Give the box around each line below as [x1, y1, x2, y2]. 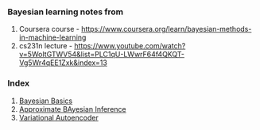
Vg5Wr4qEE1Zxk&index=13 [18, 58, 108, 67]
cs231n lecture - [18, 41, 73, 51]
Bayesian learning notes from [7, 6, 124, 17]
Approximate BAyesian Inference [18, 104, 126, 113]
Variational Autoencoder [18, 113, 99, 122]
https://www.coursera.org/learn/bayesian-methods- [81, 25, 252, 34]
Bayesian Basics [18, 96, 73, 105]
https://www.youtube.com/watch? [74, 41, 186, 51]
